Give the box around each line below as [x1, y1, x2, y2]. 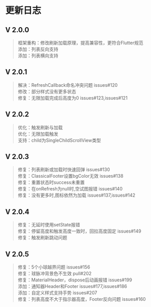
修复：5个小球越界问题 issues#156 [17, 264, 90, 270]
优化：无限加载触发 [17, 130, 59, 137]
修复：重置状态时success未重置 [17, 179, 85, 185]
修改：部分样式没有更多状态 [17, 88, 77, 94]
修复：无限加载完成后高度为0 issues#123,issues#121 [17, 94, 128, 101]
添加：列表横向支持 [17, 52, 59, 59]
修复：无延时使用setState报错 [17, 222, 81, 228]
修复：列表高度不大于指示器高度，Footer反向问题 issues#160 [17, 296, 146, 302]
